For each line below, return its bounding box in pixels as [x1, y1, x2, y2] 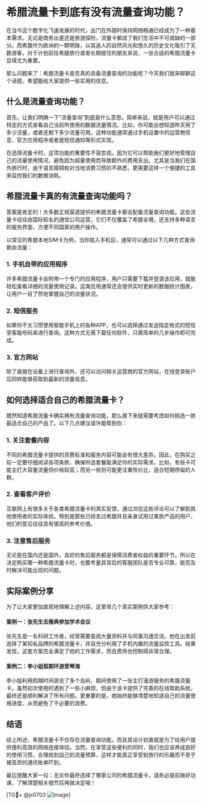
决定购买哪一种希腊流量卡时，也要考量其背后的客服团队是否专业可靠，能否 [6, 559, 191, 566]
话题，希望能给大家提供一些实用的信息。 [11, 77, 112, 84]
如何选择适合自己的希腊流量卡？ [6, 394, 125, 405]
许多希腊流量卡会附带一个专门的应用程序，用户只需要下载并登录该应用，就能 [6, 275, 196, 282]
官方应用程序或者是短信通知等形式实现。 [16, 136, 117, 144]
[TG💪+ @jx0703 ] [6, 791, 71, 799]
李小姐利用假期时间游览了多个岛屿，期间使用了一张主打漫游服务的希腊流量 [6, 677, 191, 685]
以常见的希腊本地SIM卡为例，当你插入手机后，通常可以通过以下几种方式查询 [6, 236, 195, 243]
